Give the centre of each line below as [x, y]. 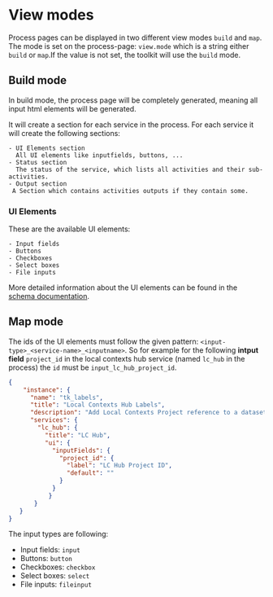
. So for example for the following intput [191, 350]
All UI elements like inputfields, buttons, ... [100, 155]
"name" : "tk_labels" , [67, 397]
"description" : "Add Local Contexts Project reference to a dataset [148, 413]
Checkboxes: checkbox [58, 567]
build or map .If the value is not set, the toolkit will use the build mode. [125, 55]
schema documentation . [49, 296]
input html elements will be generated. [72, 108]
